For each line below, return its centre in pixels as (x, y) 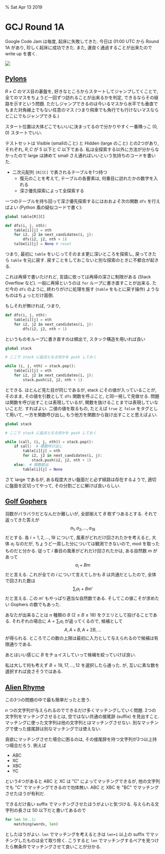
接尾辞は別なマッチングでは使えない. (64, 729)
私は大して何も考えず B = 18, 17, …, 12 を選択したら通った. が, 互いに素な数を (82, 665)
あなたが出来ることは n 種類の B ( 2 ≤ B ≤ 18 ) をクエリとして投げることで (79, 615)
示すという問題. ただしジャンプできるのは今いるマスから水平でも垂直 (84, 104)
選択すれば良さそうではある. (34, 671)
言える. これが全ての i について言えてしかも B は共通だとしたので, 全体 (85, 574)
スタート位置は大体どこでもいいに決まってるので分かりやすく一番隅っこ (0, (82, 126)
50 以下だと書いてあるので (59, 810)
